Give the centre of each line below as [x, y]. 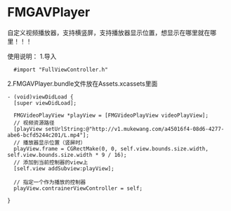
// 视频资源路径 [34, 123]
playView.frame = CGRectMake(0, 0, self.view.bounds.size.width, [111, 148]
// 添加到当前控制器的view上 [51, 162]
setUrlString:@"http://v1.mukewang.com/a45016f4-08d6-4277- [134, 129]
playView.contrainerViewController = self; [78, 188]
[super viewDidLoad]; [45, 103]
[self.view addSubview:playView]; [64, 168]
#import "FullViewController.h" [61, 70]
